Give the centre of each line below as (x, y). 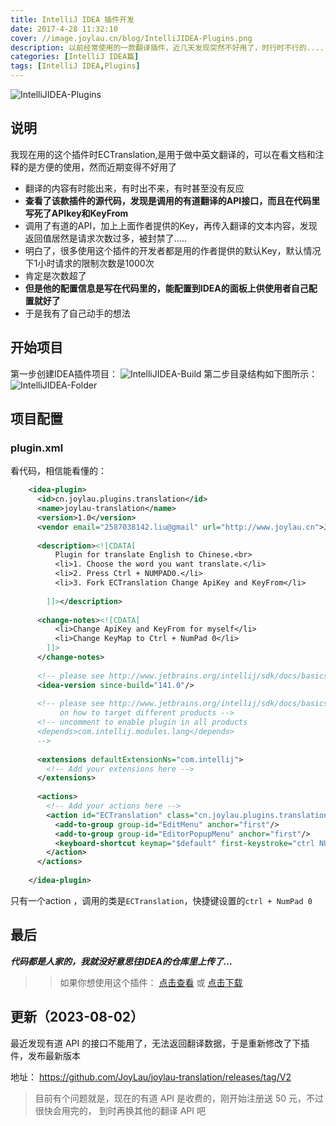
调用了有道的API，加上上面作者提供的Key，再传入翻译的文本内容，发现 (171, 225)
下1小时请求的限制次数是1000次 (89, 263)
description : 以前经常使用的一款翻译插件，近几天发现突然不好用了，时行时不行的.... (167, 47)
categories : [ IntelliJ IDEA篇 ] (75, 57)
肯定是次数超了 (55, 275)
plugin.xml (37, 448)
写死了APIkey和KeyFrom (76, 213)
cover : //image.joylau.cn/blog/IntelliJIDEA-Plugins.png (131, 38)
